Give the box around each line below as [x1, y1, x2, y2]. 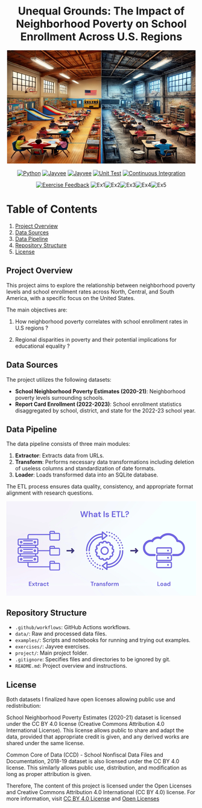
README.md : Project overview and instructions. [14, 662, 128, 670]
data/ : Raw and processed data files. [14, 630, 107, 638]
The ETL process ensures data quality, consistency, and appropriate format [6, 483, 194, 490]
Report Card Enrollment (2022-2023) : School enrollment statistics [14, 400, 182, 408]
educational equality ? [14, 342, 71, 350]
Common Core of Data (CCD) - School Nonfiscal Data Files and [6, 751, 164, 758]
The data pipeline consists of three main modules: [6, 440, 131, 447]
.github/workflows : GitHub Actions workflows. [14, 624, 131, 631]
